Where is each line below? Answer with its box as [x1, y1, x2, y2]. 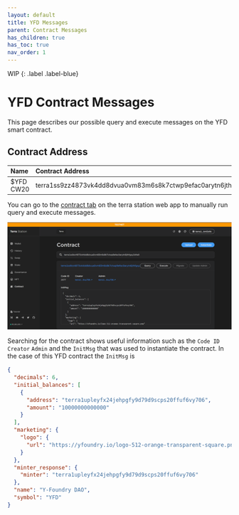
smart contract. [7, 125, 53, 134]
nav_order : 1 [7, 49, 46, 56]
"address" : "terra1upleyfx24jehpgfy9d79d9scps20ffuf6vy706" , [26, 396, 212, 403]
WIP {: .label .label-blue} [7, 70, 79, 78]
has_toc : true [7, 41, 50, 49]
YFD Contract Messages [7, 95, 155, 110]
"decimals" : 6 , [14, 374, 59, 381]
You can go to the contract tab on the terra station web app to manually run [7, 201, 228, 209]
